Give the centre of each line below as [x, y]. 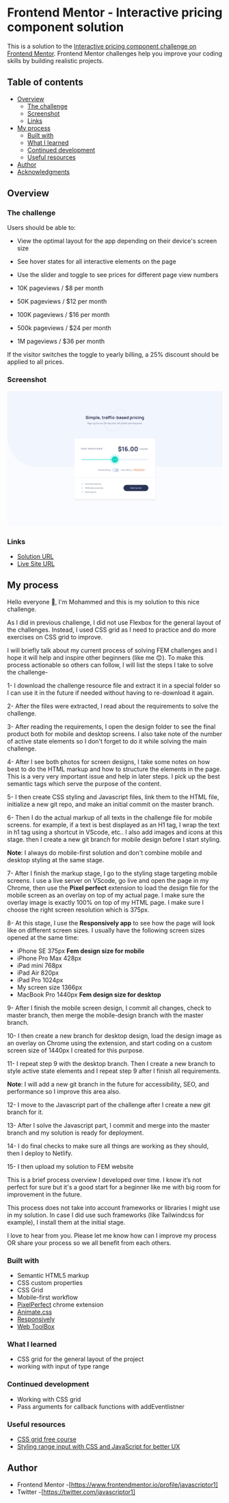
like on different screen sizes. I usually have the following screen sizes [106, 930]
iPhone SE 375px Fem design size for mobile [81, 951]
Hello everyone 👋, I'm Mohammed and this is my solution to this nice [103, 602]
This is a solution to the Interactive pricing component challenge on [102, 46]
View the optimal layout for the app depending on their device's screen [117, 241]
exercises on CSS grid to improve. [55, 637]
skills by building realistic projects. [55, 60]
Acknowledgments [43, 171]
